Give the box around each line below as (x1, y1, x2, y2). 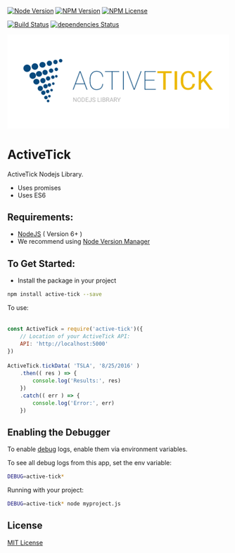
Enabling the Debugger (7, 426, 110, 438)
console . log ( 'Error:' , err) (32, 399, 115, 407)
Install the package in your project (17, 276, 117, 285)
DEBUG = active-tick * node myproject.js (7, 500, 121, 507)
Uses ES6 (17, 190, 46, 200)
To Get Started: (7, 257, 76, 270)
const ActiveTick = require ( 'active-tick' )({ (7, 325, 143, 332)
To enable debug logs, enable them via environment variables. (7, 445, 188, 453)
